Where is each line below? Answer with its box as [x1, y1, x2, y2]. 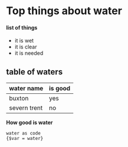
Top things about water [6, 4, 123, 18]
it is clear [14, 43, 37, 51]
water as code [6, 130, 41, 136]
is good [49, 84, 71, 93]
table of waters [6, 67, 63, 77]
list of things [6, 24, 38, 31]
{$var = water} [6, 136, 44, 142]
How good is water [6, 119, 53, 126]
